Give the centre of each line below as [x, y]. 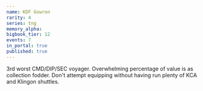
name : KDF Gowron [28, 12]
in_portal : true [27, 46]
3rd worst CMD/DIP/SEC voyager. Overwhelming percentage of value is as [100, 69]
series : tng [21, 23]
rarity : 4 [19, 18]
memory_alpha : [24, 29]
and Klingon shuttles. [33, 81]
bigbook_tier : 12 [28, 35]
